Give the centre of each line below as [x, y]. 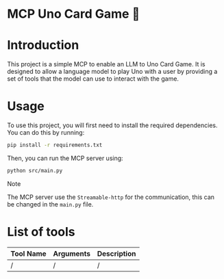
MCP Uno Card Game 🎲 [74, 14]
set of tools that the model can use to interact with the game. [93, 79]
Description [116, 254]
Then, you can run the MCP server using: [65, 158]
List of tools [41, 232]
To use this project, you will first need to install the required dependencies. [112, 125]
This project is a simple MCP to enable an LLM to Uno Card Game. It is [106, 64]
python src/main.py [35, 170]
